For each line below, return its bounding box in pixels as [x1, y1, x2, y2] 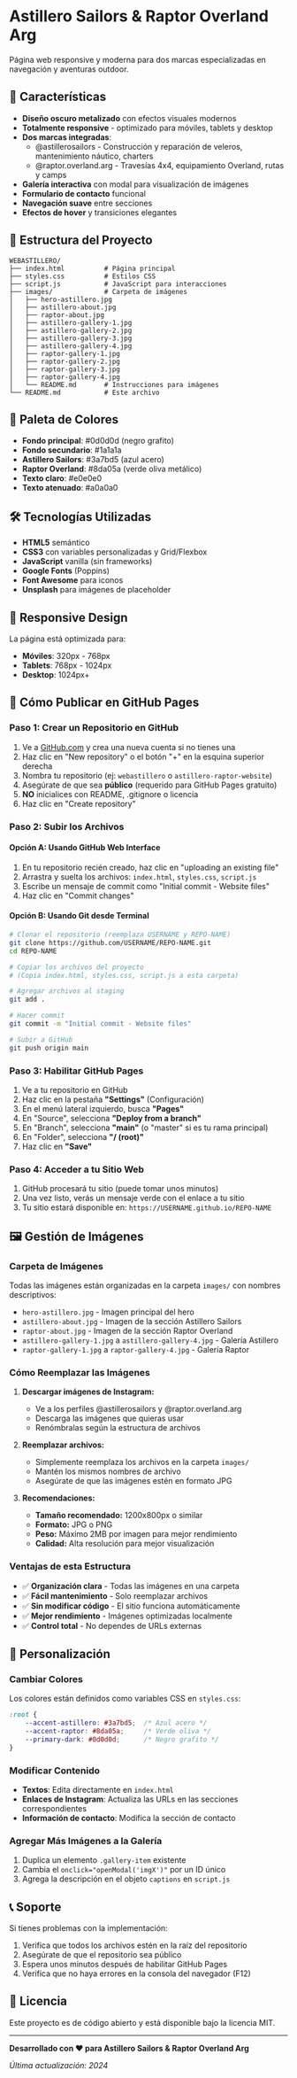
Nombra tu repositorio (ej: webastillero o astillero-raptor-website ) [21, 770, 272, 780]
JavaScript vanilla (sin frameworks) [21, 556, 153, 567]
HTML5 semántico [21, 538, 90, 548]
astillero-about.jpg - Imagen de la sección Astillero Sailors [21, 1315, 242, 1326]
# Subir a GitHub [9, 1035, 73, 1044]
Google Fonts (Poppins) [21, 565, 110, 577]
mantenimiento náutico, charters [34, 151, 154, 161]
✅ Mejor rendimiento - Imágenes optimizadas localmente [21, 1610, 232, 1621]
